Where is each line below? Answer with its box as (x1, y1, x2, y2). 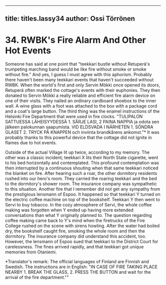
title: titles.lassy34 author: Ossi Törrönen (5, 14, 135, 23)
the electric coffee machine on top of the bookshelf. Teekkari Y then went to (5, 197, 161, 203)
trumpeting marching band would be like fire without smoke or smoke (5, 66, 147, 72)
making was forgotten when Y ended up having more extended (5, 207, 133, 213)
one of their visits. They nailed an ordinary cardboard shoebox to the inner (5, 98, 157, 104)
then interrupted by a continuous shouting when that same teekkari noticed (5, 165, 159, 171)
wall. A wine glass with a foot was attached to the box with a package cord (5, 103, 157, 109)
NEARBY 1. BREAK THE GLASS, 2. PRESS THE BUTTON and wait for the (5, 269, 151, 275)
